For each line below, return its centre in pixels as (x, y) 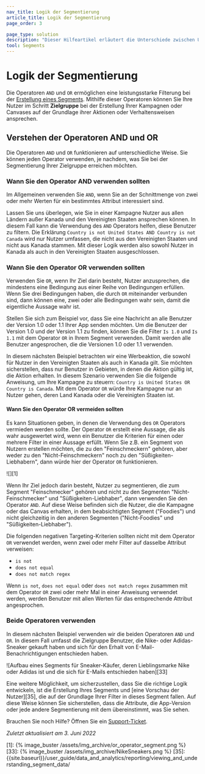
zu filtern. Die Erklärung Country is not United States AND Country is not (101, 232)
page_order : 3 (24, 23)
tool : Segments (26, 46)
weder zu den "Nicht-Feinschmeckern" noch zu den (72, 455)
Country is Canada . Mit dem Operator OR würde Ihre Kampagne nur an (94, 389)
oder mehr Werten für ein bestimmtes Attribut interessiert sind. (85, 201)
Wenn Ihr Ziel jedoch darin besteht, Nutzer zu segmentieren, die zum (93, 485)
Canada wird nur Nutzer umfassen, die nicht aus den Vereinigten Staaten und (102, 239)
